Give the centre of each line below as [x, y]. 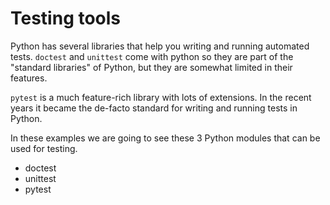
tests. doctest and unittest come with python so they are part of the [152, 56]
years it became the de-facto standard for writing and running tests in [154, 108]
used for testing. [44, 148]
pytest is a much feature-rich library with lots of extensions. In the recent [161, 97]
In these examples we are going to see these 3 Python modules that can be [165, 138]
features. [29, 78]
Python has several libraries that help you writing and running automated [160, 46]
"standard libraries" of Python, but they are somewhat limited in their [151, 67]
